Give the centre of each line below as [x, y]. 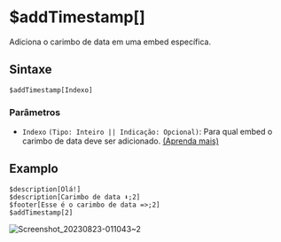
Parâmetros [35, 112]
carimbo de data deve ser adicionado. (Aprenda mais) [121, 141]
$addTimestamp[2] [41, 212]
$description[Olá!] [45, 189]
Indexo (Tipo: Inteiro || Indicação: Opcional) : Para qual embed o [147, 132]
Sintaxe [31, 70]
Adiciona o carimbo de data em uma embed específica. [110, 42]
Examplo [34, 169]
